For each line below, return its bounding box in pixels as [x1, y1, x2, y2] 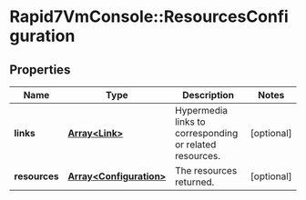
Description [181, 89, 235, 101]
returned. [174, 175, 215, 188]
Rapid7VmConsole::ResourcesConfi [9, 6, 289, 27]
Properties [9, 62, 71, 77]
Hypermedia [174, 105, 229, 116]
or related [174, 138, 217, 151]
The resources [174, 165, 238, 176]
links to [174, 115, 207, 128]
